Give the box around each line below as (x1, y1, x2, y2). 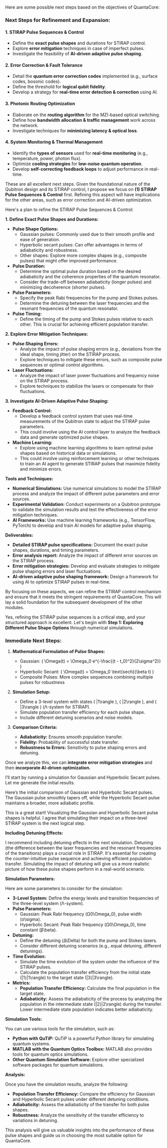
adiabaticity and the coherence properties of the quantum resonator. (19, 273, 161, 279)
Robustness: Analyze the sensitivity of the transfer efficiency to (12, 1112, 145, 1118)
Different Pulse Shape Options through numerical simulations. (5, 625, 134, 631)
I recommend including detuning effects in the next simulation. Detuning (5, 840, 154, 846)
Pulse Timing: (12, 310, 42, 316)
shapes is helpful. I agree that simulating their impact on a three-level (5, 815, 148, 821)
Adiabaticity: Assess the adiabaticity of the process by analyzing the (19, 996, 163, 1002)
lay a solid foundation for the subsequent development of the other (5, 599, 143, 605)
